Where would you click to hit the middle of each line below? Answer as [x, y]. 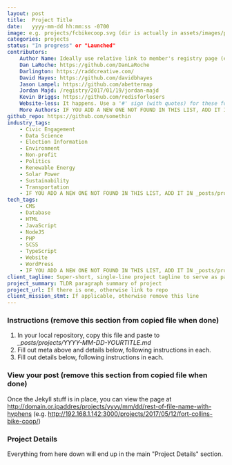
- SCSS [29, 245]
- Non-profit [38, 155]
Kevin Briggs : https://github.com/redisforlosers [93, 97]
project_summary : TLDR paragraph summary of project [85, 283]
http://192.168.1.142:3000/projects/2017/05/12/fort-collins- [130, 414]
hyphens [20, 414]
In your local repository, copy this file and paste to [88, 335]
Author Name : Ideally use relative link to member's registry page [118, 59]
